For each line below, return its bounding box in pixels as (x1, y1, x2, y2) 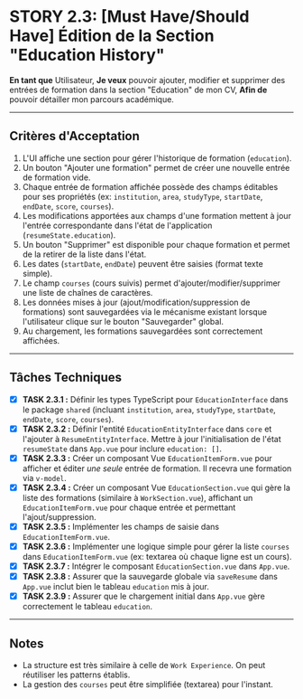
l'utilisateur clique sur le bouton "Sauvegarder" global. (22, 316, 224, 326)
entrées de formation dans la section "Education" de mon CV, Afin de (9, 84, 268, 95)
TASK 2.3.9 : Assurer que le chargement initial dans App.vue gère (22, 590, 266, 602)
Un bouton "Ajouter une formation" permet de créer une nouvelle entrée (22, 162, 290, 173)
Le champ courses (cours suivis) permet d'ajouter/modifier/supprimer (22, 278, 281, 288)
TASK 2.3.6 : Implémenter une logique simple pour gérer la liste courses (22, 541, 290, 552)
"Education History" (9, 45, 165, 65)
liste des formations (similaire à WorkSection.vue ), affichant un (22, 492, 253, 503)
